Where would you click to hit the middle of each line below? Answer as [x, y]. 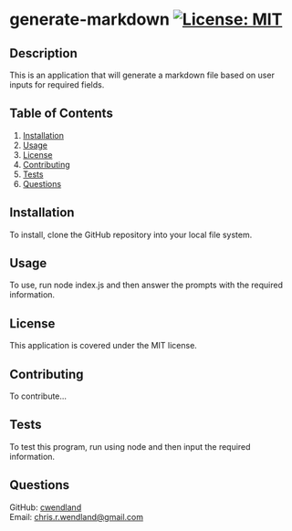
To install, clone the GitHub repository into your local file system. [131, 234]
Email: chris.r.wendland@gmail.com [77, 516]
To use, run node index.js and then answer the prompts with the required [146, 285]
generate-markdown [90, 20]
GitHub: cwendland [46, 507]
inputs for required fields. [57, 85]
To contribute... [38, 396]
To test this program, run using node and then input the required [130, 446]
